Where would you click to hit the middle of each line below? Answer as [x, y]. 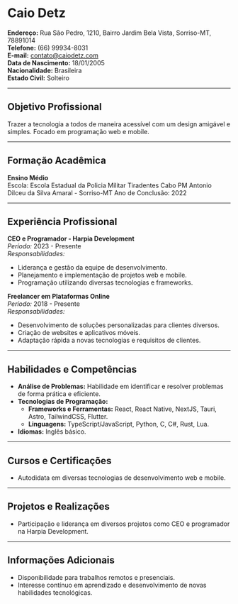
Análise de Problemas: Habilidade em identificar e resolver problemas [120, 386]
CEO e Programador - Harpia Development [71, 238]
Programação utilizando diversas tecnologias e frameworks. [105, 282]
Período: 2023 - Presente [44, 246]
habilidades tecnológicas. [55, 592]
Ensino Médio [28, 177]
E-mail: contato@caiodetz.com [53, 55]
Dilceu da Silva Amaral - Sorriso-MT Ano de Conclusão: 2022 [97, 192]
